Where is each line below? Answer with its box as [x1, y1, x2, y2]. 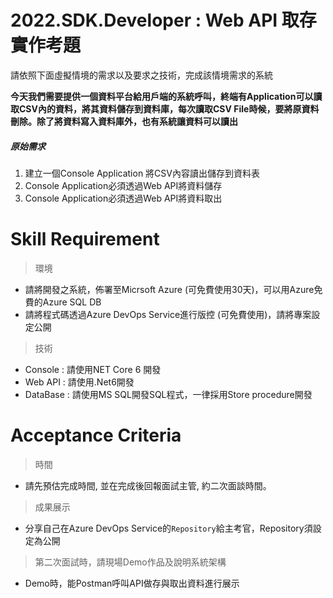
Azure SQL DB [42, 296, 102, 308]
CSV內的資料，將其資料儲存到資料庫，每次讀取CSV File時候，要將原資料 [18, 102, 320, 115]
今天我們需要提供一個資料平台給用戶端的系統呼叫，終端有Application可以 [10, 90, 314, 102]
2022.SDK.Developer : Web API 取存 [10, 9, 317, 32]
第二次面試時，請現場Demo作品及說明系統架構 [34, 556, 227, 568]
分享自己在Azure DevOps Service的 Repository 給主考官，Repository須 [24, 522, 313, 534]
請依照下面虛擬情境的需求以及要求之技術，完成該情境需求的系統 [10, 69, 273, 81]
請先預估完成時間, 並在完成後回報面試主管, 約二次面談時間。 [24, 479, 272, 491]
